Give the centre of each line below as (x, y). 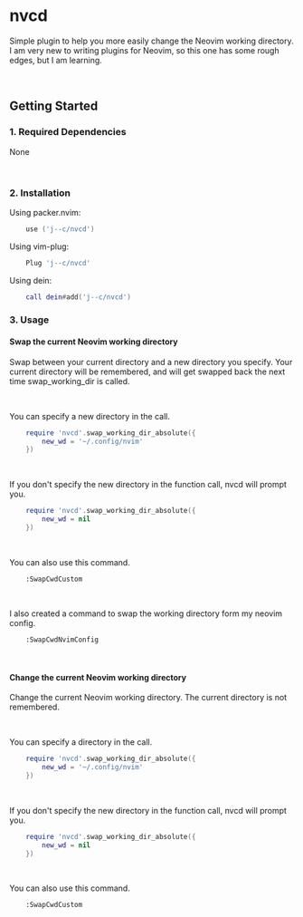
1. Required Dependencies (68, 132)
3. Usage (29, 320)
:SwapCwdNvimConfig (62, 640)
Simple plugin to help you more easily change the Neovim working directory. (151, 41)
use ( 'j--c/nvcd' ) (60, 229)
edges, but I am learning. (56, 60)
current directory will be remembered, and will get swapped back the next (147, 372)
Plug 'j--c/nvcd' (58, 263)
